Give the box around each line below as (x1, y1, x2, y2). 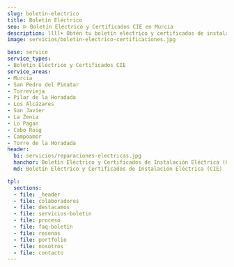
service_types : (7, 55, 52, 63)
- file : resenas (13, 229, 61, 237)
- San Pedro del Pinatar (7, 81, 79, 88)
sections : (13, 184, 42, 192)
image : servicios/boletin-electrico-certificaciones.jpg (7, 36, 176, 43)
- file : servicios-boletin (13, 211, 92, 218)
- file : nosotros (13, 243, 64, 250)
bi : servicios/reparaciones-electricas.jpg (13, 153, 141, 160)
